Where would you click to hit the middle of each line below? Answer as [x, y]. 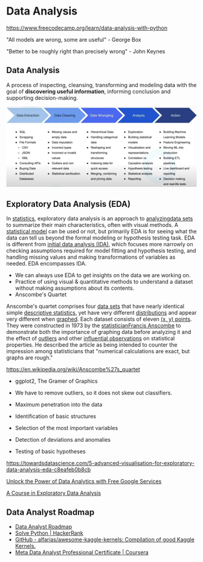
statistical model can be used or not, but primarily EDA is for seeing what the [102, 232]
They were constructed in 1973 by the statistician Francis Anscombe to [94, 325]
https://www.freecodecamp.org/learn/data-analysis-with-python [87, 28]
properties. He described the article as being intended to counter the [92, 345]
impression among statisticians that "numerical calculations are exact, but [98, 351]
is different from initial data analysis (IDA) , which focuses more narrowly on [100, 244]
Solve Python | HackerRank [49, 533]
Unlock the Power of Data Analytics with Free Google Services [84, 482]
